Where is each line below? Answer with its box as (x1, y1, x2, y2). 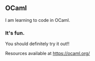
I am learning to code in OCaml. (5, 17, 70, 23)
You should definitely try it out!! (5, 41, 70, 47)
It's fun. (5, 29, 25, 36)
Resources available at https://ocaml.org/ (5, 51, 90, 57)
